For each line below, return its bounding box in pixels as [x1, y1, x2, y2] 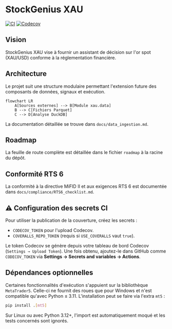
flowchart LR [5, 99, 33, 104]
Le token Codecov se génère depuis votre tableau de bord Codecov [5, 243, 149, 248]
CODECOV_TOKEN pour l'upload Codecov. [12, 227, 94, 233]
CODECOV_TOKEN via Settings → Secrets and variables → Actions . [5, 254, 141, 260]
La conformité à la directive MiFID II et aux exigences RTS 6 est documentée [5, 183, 167, 189]
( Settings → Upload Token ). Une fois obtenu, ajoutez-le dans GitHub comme [5, 248, 166, 254]
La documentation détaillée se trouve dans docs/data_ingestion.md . [5, 121, 149, 127]
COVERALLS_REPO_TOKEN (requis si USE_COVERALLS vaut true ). [12, 233, 135, 239]
